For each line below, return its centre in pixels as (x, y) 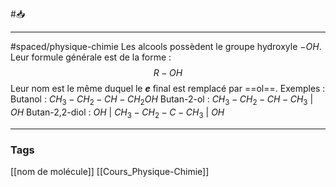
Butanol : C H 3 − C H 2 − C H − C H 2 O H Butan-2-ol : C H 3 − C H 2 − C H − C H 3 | (162, 100)
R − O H (168, 72)
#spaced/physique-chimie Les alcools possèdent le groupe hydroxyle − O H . (166, 46)
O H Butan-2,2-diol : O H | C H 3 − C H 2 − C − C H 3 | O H (117, 113)
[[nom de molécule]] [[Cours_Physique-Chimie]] (110, 171)
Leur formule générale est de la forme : (91, 57)
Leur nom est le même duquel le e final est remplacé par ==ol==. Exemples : (168, 88)
